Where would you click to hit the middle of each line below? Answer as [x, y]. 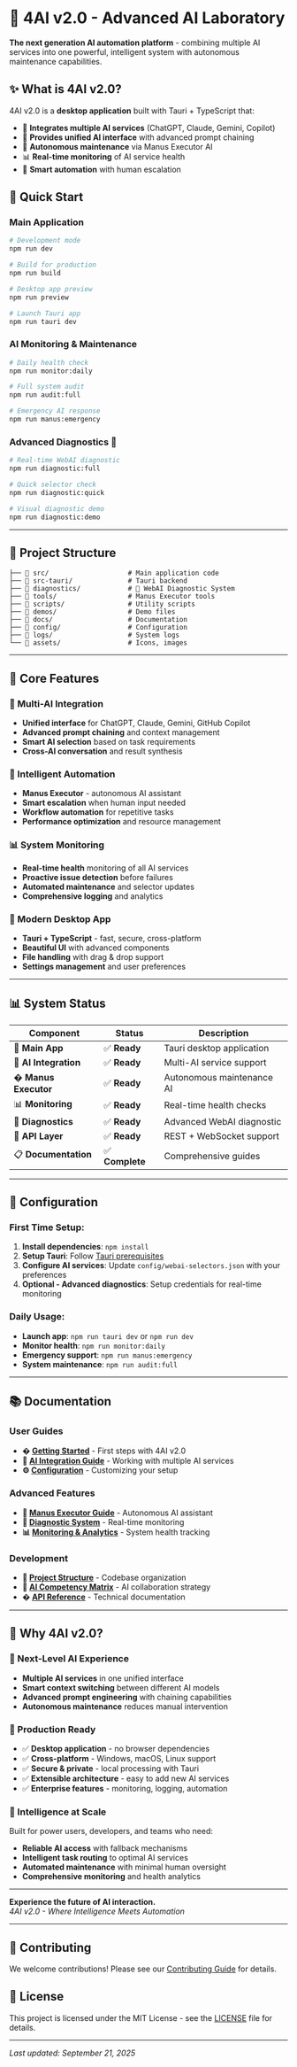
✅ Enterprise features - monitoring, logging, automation [125, 1788]
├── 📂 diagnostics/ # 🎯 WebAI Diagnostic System [122, 589]
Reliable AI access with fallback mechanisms [105, 1848]
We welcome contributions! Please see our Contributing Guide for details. [143, 1969]
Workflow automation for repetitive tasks [98, 812]
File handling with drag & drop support [93, 956]
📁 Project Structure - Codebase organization [104, 1577]
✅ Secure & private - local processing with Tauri [110, 1768]
